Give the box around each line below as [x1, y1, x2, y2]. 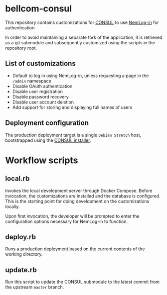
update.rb [5, 266, 37, 274]
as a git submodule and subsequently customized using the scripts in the [5, 39, 156, 45]
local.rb [5, 175, 30, 183]
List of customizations [5, 59, 76, 68]
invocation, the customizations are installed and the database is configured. [5, 193, 161, 199]
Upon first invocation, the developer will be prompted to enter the [5, 213, 140, 219]
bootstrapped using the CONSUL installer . [5, 137, 91, 143]
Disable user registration [12, 88, 63, 95]
